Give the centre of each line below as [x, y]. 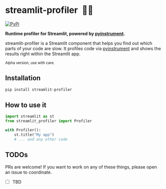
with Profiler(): [23, 130]
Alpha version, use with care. [30, 63]
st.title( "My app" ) [34, 135]
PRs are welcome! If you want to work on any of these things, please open [81, 167]
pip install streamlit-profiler [39, 90]
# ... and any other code [41, 139]
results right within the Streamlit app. [43, 54]
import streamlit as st [30, 116]
